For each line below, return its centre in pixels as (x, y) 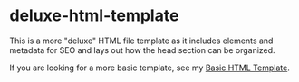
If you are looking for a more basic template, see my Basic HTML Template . (149, 68)
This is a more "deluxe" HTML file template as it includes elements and (141, 41)
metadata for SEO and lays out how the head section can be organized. (142, 50)
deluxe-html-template (94, 16)
